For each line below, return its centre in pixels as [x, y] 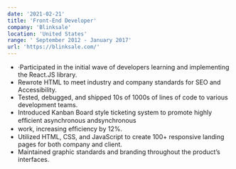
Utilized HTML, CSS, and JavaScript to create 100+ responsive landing [121, 137]
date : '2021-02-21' [36, 14]
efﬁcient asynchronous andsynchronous [77, 120]
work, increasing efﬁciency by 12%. [70, 129]
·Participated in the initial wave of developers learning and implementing [123, 67]
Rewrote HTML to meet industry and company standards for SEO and [119, 82]
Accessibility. [37, 90]
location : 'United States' [47, 34]
